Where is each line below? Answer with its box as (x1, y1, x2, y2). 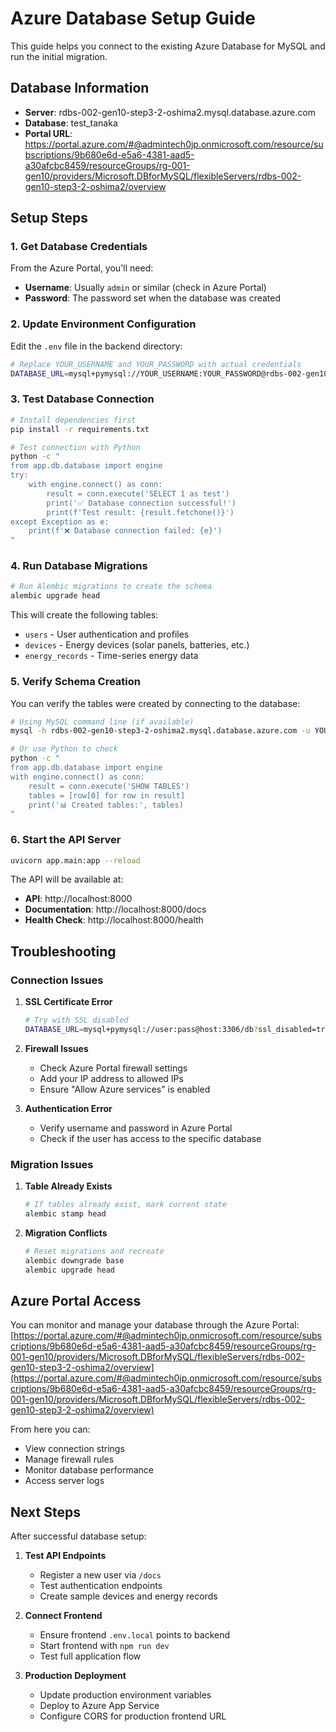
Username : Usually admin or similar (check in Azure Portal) (24, 282, 267, 294)
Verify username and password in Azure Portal (39, 1122, 233, 1134)
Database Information (10, 80, 150, 97)
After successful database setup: (10, 1530, 147, 1542)
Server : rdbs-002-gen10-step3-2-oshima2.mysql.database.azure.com (24, 106, 316, 118)
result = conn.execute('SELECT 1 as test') (46, 488, 230, 499)
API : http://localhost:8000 (24, 893, 133, 905)
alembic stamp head (24, 1209, 107, 1219)
